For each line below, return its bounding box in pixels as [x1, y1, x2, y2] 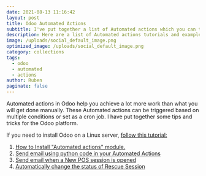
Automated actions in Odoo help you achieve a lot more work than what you [6, 100, 198, 107]
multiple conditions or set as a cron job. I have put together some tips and [6, 113, 193, 120]
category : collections [6, 49, 64, 55]
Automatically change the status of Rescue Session [15, 163, 145, 170]
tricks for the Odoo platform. [6, 120, 78, 126]
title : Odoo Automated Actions [6, 20, 86, 26]
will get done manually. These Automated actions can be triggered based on [6, 107, 199, 113]
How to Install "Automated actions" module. [15, 143, 126, 150]
